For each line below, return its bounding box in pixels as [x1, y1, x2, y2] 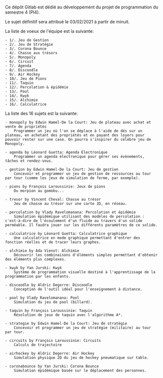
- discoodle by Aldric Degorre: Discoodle [5, 283, 92, 288]
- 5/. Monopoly [5, 55, 36, 60]
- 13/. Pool [5, 89, 29, 94]
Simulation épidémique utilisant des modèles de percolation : [14, 214, 145, 219]
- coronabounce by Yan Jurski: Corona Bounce [5, 364, 99, 369]
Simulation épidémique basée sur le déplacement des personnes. [14, 368, 147, 373]
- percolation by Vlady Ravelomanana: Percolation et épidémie [5, 210, 136, 215]
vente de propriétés [5, 124, 47, 129]
